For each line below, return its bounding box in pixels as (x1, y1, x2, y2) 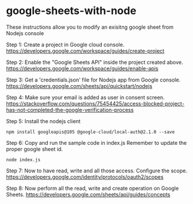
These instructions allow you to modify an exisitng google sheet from (6, 23, 174, 30)
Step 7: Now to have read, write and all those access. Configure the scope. (6, 167, 188, 174)
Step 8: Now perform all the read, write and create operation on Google (6, 185, 179, 192)
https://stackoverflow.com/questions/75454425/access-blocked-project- (6, 100, 185, 107)
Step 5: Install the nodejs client (6, 117, 81, 124)
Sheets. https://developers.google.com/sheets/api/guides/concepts (6, 191, 171, 198)
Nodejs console (6, 29, 44, 36)
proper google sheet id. (6, 145, 63, 152)
